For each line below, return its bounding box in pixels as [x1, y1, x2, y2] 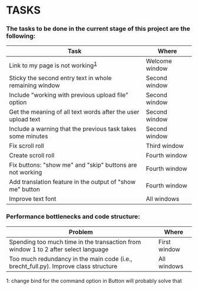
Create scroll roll [9, 151, 55, 160]
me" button [9, 185, 40, 193]
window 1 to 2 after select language [9, 245, 109, 253]
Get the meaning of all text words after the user [9, 108, 140, 116]
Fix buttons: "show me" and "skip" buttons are [9, 161, 137, 169]
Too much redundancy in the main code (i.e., [9, 255, 133, 263]
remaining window [9, 81, 60, 90]
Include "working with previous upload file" [9, 91, 128, 99]
